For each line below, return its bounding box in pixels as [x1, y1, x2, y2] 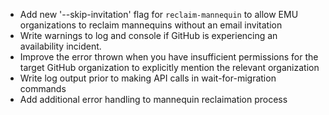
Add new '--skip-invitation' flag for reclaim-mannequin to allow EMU [19, 9, 299, 20]
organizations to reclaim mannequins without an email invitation [19, 19, 283, 31]
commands [19, 83, 67, 94]
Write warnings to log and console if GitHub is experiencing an [19, 30, 278, 41]
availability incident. [19, 40, 102, 52]
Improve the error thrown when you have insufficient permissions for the [19, 51, 319, 63]
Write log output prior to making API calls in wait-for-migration [19, 72, 277, 84]
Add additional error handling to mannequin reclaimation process [19, 94, 288, 105]
